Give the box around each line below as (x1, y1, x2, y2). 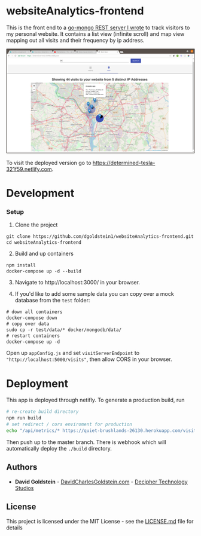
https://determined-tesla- (92, 159, 156, 166)
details (6, 524, 23, 531)
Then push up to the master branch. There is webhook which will (6, 438, 166, 446)
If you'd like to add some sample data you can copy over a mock (14, 290, 175, 298)
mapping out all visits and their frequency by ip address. (6, 36, 145, 44)
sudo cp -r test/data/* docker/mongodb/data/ (6, 327, 121, 333)
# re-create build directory (6, 409, 79, 415)
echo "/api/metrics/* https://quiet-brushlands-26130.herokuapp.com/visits (6, 428, 199, 434)
